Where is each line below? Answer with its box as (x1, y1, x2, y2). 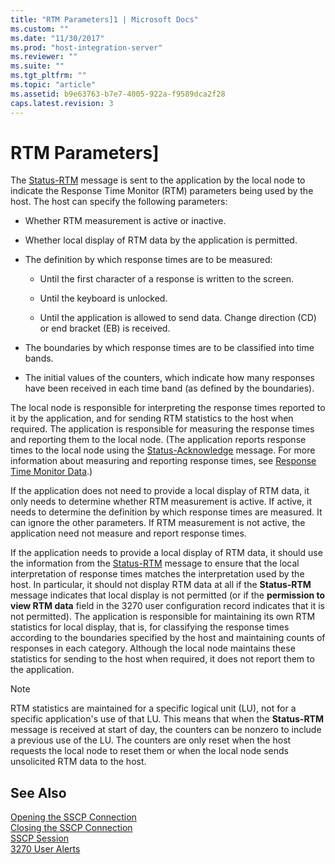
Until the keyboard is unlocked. (39, 292, 168, 305)
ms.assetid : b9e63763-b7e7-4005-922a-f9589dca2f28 (10, 89, 226, 99)
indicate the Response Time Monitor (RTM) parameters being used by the (10, 185, 314, 197)
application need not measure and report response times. (10, 527, 247, 540)
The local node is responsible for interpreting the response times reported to (10, 402, 326, 414)
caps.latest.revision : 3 (10, 98, 114, 108)
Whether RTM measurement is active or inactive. (24, 215, 227, 227)
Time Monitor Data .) (10, 466, 93, 478)
